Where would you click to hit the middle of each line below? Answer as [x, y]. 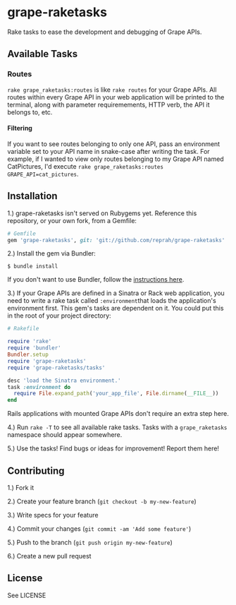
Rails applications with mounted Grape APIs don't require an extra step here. [118, 414]
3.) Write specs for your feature [53, 515]
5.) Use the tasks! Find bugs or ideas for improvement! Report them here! [113, 448]
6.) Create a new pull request [49, 556]
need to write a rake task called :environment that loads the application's [112, 301]
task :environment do [39, 387]
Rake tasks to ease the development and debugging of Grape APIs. [105, 32]
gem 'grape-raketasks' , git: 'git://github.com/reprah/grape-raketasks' [116, 240]
